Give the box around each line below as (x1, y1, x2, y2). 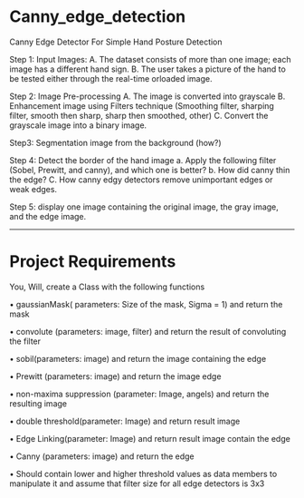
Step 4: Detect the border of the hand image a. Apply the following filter (9, 154, 277, 165)
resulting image (9, 397, 68, 409)
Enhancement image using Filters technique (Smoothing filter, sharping (9, 100, 274, 111)
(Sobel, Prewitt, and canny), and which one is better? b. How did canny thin (9, 164, 290, 175)
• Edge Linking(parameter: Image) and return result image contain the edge (9, 433, 291, 444)
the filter (9, 336, 42, 347)
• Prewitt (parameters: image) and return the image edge (9, 370, 222, 382)
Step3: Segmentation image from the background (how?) (9, 137, 222, 148)
